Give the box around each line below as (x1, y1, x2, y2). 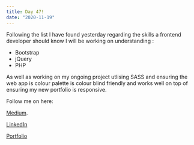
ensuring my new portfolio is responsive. (6, 86, 107, 93)
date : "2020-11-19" (6, 14, 55, 20)
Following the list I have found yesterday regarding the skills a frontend (6, 31, 181, 38)
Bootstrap (14, 49, 40, 56)
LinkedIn (6, 120, 28, 128)
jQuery (14, 55, 32, 62)
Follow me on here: (6, 97, 54, 105)
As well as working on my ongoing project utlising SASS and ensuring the (6, 73, 188, 80)
